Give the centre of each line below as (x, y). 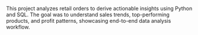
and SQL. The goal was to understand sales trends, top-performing (88, 15)
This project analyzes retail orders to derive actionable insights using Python (99, 8)
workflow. (18, 27)
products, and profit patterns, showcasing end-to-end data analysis (89, 21)
